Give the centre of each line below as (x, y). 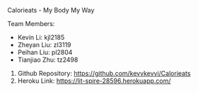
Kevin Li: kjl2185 (41, 37)
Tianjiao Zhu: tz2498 (48, 60)
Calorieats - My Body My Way (51, 10)
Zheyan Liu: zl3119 (45, 45)
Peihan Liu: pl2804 (45, 52)
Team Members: (31, 24)
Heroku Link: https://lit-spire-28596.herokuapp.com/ (94, 81)
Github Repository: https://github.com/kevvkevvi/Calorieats (104, 73)
